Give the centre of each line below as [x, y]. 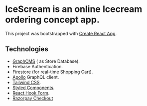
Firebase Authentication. [38, 66]
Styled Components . [33, 88]
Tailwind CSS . [27, 82]
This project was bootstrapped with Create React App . [61, 33]
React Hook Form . [31, 93]
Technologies [27, 49]
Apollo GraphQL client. [36, 77]
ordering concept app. [52, 20]
